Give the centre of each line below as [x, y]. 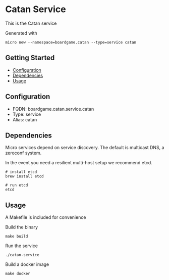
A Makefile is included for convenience [46, 217]
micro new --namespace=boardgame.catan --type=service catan [71, 42]
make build [17, 237]
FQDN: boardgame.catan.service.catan [53, 109]
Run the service [21, 246]
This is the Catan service [31, 23]
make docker [18, 274]
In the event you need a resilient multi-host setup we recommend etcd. [79, 163]
